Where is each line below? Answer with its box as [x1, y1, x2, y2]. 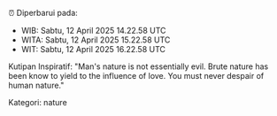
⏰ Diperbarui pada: [8, 8, 79, 18]
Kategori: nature [8, 97, 67, 107]
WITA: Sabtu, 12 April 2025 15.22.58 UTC [20, 35, 171, 45]
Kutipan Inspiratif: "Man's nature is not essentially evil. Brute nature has [8, 61, 269, 72]
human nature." [8, 80, 65, 90]
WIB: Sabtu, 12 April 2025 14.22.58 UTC [20, 26, 166, 35]
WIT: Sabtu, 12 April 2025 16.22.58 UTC [20, 44, 165, 54]
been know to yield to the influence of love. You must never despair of [8, 71, 265, 81]
